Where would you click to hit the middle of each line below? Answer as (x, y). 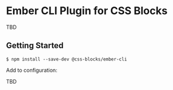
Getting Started (35, 46)
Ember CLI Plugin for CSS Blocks (87, 11)
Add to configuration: (32, 70)
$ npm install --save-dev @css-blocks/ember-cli (67, 59)
